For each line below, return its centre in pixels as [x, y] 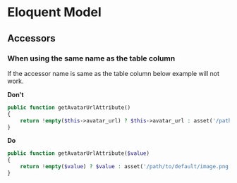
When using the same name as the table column [91, 58]
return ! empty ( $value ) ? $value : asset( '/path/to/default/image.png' [126, 167]
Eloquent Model [55, 12]
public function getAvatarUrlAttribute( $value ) [79, 153]
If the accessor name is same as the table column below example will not [114, 73]
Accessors [32, 38]
